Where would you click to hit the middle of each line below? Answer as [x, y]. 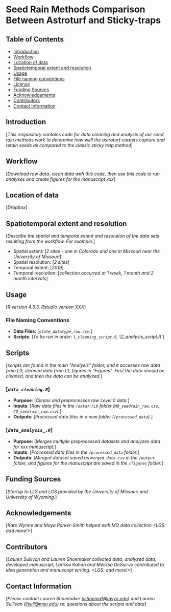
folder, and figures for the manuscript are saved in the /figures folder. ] [88, 463]
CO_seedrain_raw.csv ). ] [37, 411]
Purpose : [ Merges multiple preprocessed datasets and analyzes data [87, 441]
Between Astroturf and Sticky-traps [83, 20]
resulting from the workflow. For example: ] [51, 241]
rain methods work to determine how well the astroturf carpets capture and [86, 140]
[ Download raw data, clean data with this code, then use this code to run [83, 174]
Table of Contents [35, 39]
